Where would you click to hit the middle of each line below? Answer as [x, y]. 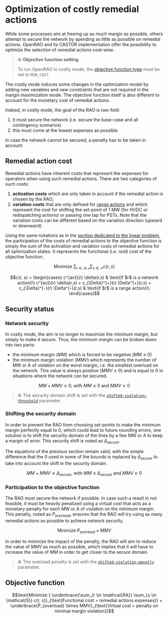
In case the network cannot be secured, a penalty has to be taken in [75, 140]
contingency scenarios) [37, 125]
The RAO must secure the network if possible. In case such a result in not [81, 498]
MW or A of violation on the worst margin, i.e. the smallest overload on [85, 365]
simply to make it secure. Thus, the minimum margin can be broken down [81, 340]
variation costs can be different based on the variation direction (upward [87, 220]
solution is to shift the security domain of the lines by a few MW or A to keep [84, 435]
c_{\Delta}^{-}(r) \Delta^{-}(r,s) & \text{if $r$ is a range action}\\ [84, 288]
